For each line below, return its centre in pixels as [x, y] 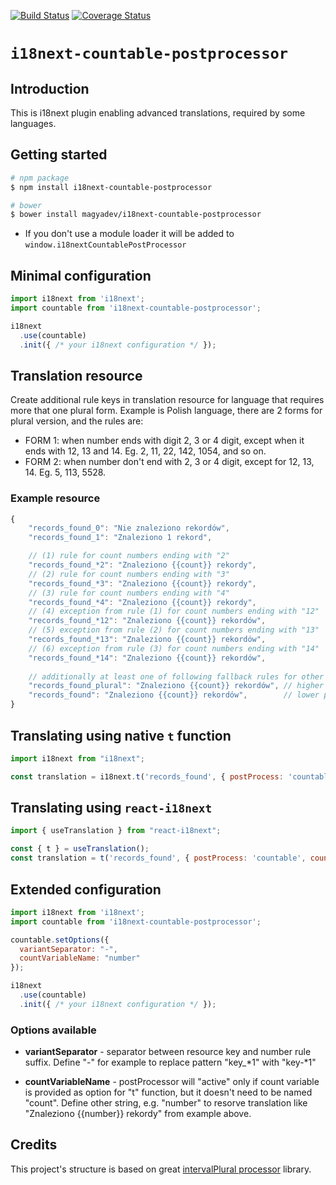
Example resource [55, 498]
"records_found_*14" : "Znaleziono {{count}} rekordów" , [147, 658]
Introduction [50, 88]
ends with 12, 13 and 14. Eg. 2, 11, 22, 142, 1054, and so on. [145, 451]
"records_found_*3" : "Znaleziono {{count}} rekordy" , [142, 583]
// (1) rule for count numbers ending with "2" [129, 556]
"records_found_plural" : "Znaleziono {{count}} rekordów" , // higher [176, 686]
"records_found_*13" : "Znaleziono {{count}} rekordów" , [147, 640]
